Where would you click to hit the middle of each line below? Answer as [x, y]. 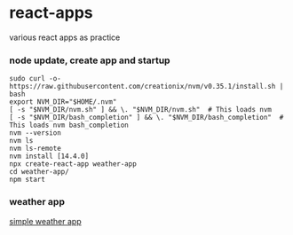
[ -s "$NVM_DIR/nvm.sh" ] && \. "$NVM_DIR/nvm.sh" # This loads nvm [141, 110]
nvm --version [36, 133]
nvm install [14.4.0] [49, 157]
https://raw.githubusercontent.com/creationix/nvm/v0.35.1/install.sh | [146, 87]
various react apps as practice [65, 37]
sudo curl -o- [36, 79]
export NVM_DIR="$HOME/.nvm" [63, 102]
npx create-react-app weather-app [73, 164]
